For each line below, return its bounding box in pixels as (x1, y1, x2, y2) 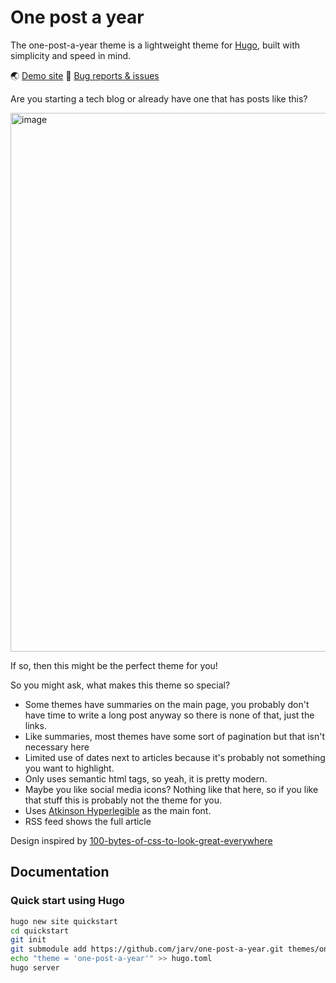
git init (10, 935, 47, 945)
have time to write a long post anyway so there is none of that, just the (24, 709, 315, 721)
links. (24, 719, 47, 731)
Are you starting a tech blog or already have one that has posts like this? (10, 92, 308, 105)
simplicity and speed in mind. (10, 49, 132, 61)
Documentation (10, 864, 110, 881)
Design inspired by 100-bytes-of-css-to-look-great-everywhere (10, 834, 273, 846)
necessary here (24, 741, 90, 753)
